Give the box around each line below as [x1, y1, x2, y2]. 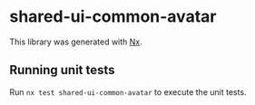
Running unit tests [9, 62, 115, 78]
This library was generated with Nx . [9, 36, 142, 47]
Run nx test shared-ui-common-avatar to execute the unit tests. [9, 86, 247, 97]
